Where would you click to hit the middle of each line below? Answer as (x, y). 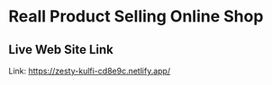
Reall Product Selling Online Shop (136, 17)
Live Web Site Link (61, 50)
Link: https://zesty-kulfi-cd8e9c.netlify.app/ (90, 71)
